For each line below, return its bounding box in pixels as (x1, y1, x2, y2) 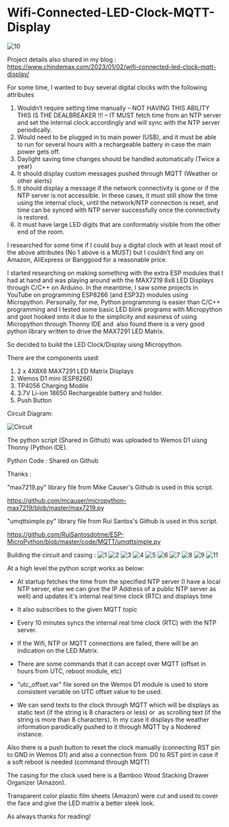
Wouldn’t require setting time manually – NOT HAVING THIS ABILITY (16, 104, 210, 112)
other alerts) (16, 176, 53, 184)
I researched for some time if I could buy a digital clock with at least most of (7, 241, 221, 249)
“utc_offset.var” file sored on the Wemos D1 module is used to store (16, 680, 208, 688)
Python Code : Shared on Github (7, 456, 99, 464)
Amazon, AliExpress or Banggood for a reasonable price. (7, 255, 168, 263)
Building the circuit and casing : (7, 551, 96, 559)
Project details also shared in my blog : (7, 55, 117, 63)
